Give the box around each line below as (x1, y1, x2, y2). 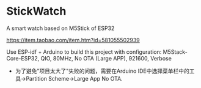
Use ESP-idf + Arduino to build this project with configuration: (6, 48, 162, 56)
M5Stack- (163, 48, 188, 56)
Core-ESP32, (6, 54, 40, 62)
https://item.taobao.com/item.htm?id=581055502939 (6, 36, 141, 43)
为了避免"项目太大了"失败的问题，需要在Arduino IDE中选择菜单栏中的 (15, 67, 189, 75)
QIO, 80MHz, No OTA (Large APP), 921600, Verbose (40, 54, 172, 62)
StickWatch (6, 4, 67, 18)
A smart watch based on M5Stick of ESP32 (6, 24, 115, 32)
